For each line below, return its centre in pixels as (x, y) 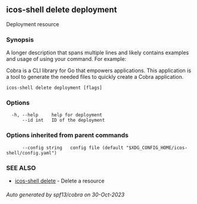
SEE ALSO (21, 168)
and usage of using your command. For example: (66, 59)
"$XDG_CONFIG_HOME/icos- (157, 148)
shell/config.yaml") (32, 153)
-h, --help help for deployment (57, 115)
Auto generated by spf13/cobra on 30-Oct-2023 (65, 194)
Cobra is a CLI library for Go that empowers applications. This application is (99, 70)
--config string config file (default (73, 148)
